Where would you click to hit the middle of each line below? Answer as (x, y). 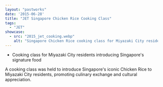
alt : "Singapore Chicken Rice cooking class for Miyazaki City (79, 41)
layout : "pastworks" (26, 9)
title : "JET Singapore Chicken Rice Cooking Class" (58, 18)
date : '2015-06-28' (25, 14)
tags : (10, 23)
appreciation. (18, 79)
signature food (27, 60)
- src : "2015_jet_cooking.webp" (42, 37)
